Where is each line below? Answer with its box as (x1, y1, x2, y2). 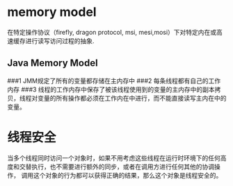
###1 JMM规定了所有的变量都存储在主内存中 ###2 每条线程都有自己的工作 (7, 76, 221, 85)
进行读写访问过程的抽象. (25, 36, 95, 45)
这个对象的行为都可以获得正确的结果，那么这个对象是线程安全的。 (33, 171, 223, 179)
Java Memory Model (7, 57, 99, 69)
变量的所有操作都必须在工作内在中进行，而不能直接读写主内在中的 (37, 94, 227, 102)
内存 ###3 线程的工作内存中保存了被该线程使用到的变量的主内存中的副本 (7, 85, 216, 94)
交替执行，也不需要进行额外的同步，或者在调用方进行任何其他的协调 (19, 162, 214, 171)
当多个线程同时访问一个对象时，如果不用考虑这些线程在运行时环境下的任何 (7, 153, 220, 162)
